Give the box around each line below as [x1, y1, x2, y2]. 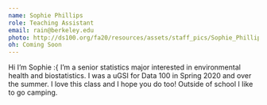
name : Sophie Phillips [8, 11, 83, 20]
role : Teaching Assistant [8, 19, 94, 27]
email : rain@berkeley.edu [8, 26, 94, 34]
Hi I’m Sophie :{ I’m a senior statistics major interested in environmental [8, 62, 241, 72]
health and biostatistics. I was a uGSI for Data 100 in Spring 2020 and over [8, 71, 252, 81]
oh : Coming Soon [8, 41, 62, 49]
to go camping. [8, 88, 58, 97]
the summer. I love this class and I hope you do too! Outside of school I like [8, 80, 253, 89]
